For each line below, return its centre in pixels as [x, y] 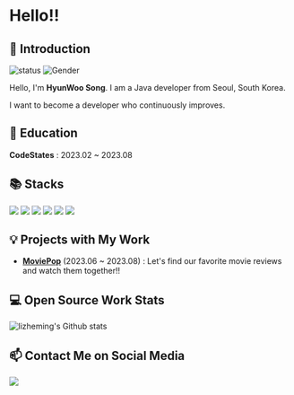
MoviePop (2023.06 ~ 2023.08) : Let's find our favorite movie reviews [152, 261]
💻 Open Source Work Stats [87, 300]
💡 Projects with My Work [80, 240]
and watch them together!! [71, 271]
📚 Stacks [37, 184]
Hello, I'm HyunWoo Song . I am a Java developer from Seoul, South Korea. [147, 88]
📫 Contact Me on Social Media [97, 355]
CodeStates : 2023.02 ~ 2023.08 [71, 154]
